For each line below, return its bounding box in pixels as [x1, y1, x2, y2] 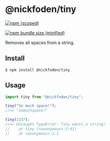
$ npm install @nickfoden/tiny [5, 67, 70, 72]
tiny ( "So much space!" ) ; [5, 103, 57, 108]
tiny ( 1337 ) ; [5, 117, 30, 122]
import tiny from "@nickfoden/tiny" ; [5, 94, 84, 99]
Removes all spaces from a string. [5, 39, 75, 46]
